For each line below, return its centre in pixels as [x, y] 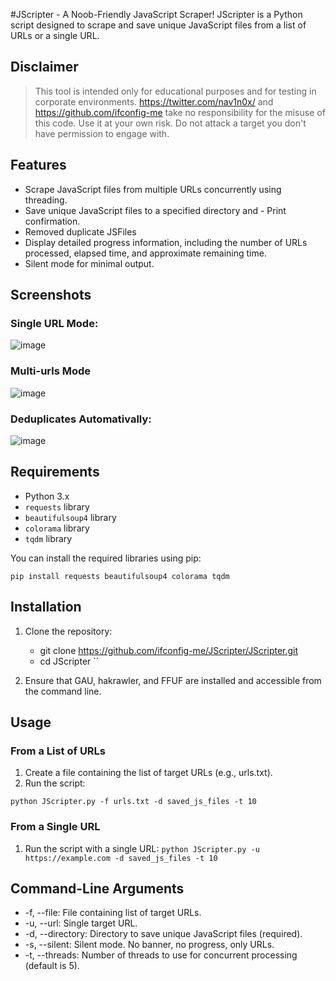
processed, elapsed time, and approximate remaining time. [145, 253]
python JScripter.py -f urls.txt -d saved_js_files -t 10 [133, 802]
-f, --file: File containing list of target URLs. [113, 913]
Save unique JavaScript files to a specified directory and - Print [155, 210]
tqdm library [48, 538]
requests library [57, 506]
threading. [46, 200]
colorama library [57, 528]
